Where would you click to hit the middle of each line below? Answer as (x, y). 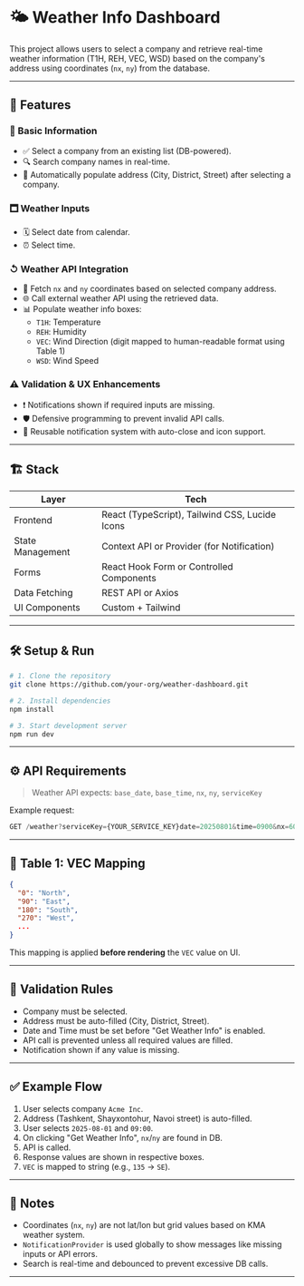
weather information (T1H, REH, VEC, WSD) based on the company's (137, 58)
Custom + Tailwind (141, 608)
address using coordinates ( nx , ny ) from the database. (110, 68)
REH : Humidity (62, 332)
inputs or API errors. (60, 1254)
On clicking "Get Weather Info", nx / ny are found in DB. (123, 1137)
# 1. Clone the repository (60, 677)
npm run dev (32, 734)
